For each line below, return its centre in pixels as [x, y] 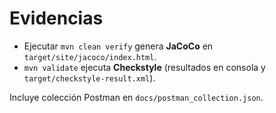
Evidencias [56, 18]
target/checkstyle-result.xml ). [89, 78]
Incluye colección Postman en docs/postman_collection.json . [136, 97]
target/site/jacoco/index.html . [90, 56]
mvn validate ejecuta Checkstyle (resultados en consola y [144, 67]
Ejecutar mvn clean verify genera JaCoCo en [118, 46]
